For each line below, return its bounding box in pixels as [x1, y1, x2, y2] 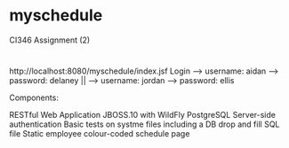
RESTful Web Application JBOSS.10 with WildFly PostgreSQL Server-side [9, 110, 276, 121]
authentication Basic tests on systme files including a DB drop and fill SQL [9, 119, 280, 129]
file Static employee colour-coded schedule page [9, 129, 190, 139]
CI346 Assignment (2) [9, 35, 91, 45]
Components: [9, 92, 60, 103]
